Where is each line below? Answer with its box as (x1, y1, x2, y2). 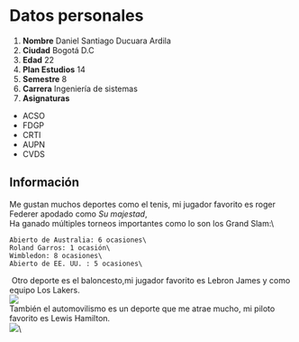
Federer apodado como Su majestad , (9, 208, 148, 219)
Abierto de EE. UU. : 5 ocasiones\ (9, 259, 143, 268)
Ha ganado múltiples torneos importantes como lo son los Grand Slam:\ (9, 217, 275, 228)
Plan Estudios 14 (22, 64, 86, 75)
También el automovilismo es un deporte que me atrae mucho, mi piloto (9, 303, 276, 314)
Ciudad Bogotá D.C (22, 44, 95, 55)
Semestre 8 (22, 73, 68, 84)
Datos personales (9, 5, 144, 26)
